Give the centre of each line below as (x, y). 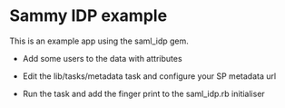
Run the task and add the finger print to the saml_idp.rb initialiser (143, 93)
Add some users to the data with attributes (103, 58)
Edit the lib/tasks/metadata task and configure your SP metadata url (149, 76)
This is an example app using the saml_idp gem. (99, 41)
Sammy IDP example (88, 16)
